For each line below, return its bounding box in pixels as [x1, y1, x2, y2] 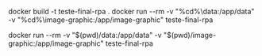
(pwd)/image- [171, 31, 217, 39]
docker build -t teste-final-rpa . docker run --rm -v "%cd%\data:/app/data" [8, 7, 255, 16]
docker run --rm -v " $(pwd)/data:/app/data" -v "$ [8, 31, 172, 39]
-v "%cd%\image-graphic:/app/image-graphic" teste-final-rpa [8, 15, 214, 24]
